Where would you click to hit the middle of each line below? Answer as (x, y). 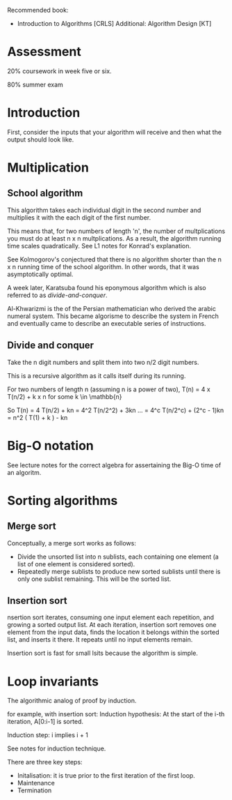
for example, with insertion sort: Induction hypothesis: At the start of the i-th (116, 714)
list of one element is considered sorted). (76, 564)
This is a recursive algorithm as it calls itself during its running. (97, 375)
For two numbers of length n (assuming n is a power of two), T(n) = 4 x (109, 389)
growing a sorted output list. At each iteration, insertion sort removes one (112, 625)
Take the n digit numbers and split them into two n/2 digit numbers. (103, 362)
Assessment (44, 52)
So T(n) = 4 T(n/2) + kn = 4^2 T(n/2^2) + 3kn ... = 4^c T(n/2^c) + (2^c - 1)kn (116, 410)
